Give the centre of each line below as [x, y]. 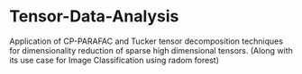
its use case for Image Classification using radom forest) [114, 60]
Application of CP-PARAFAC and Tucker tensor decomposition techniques [146, 41]
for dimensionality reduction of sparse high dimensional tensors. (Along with [151, 50]
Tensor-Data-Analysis [94, 16]
